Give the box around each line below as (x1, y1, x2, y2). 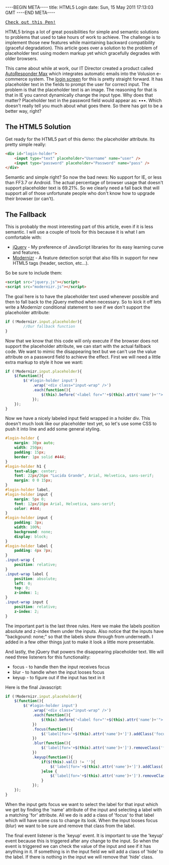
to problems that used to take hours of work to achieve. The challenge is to (5, 34, 161, 40)
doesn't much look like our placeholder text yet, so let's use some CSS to (5, 420, 157, 427)
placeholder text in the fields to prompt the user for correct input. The (5, 82, 149, 87)
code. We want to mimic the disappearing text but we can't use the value (5, 348, 157, 354)
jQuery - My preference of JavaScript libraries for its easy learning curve (12, 244, 164, 250)
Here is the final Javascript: (5, 684, 62, 690)
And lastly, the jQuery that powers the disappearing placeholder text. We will (5, 648, 164, 655)
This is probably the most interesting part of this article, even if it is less (5, 224, 153, 230)
